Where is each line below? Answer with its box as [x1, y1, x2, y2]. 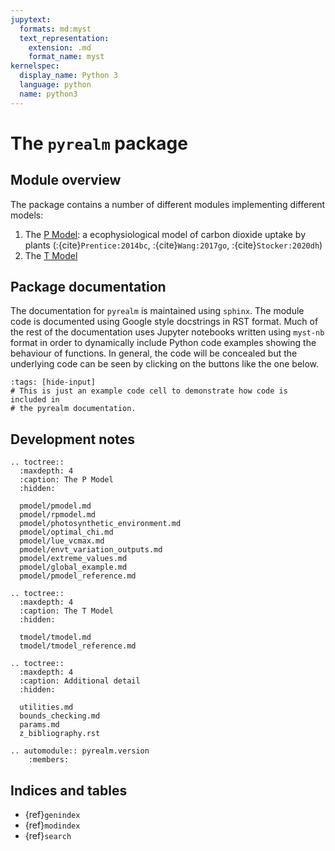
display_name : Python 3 [19, 71, 118, 81]
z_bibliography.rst [19, 729, 101, 739]
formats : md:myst [19, 24, 92, 34]
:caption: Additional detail [19, 676, 141, 686]
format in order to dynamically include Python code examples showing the [10, 337, 317, 349]
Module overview [10, 172, 122, 189]
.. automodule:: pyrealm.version [10, 746, 150, 756]
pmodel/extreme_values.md [19, 554, 128, 564]
